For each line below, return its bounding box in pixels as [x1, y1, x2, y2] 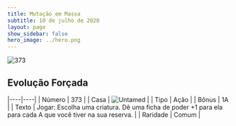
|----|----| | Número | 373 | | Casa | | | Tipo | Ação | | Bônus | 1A [7, 95, 229, 103]
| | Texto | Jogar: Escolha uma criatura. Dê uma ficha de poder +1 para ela [7, 103, 223, 111]
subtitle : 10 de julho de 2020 [7, 17, 100, 24]
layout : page [7, 23, 46, 30]
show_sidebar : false [7, 30, 69, 38]
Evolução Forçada [7, 76, 89, 88]
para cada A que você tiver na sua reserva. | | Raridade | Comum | [7, 110, 201, 119]
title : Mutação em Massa [7, 10, 81, 18]
